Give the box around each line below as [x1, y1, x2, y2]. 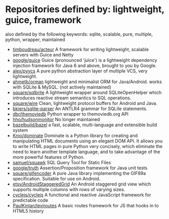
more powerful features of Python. [12, 154, 85, 160]
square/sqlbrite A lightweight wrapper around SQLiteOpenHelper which [12, 89, 162, 95]
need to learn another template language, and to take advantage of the [12, 149, 160, 155]
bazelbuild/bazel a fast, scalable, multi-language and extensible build [12, 122, 157, 128]
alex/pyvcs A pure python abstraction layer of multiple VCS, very [12, 67, 148, 74]
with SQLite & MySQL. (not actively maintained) [12, 84, 112, 90]
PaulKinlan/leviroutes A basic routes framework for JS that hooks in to [12, 202, 159, 208]
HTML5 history [12, 208, 44, 214]
